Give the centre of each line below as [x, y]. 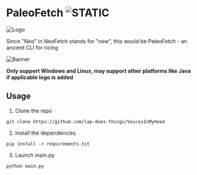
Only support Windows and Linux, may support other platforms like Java [98, 71]
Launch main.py [35, 155]
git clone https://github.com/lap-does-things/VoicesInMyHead [86, 121]
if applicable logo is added [40, 77]
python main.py [25, 166]
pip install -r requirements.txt [48, 144]
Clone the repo [33, 111]
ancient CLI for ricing [32, 48]
